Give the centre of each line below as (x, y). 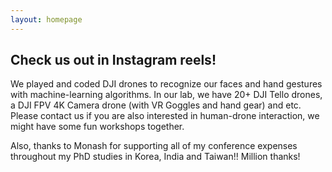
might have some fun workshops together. (97, 127)
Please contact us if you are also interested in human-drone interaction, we (165, 116)
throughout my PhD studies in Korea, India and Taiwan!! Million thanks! (155, 157)
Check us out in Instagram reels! (113, 60)
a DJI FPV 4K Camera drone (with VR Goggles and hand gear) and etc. (156, 105)
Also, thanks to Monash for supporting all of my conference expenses (154, 146)
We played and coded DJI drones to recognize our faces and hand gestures (166, 84)
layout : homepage (46, 19)
